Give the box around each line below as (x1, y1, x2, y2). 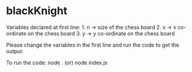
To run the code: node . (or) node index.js (6, 59, 108, 66)
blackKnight (6, 4, 68, 18)
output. (6, 47, 24, 54)
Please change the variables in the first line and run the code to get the (6, 41, 180, 48)
